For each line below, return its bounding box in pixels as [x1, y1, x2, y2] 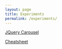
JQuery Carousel [5, 30, 39, 35]
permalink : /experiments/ [5, 16, 57, 21]
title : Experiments [5, 12, 45, 16]
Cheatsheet [5, 39, 28, 45]
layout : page [5, 7, 31, 12]
